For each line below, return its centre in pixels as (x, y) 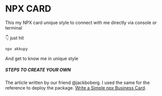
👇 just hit (15, 37)
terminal (14, 27)
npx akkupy (17, 49)
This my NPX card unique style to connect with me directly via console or (81, 22)
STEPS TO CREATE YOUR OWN (38, 70)
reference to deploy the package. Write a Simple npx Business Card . (76, 87)
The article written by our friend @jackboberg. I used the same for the (77, 82)
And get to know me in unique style (42, 58)
